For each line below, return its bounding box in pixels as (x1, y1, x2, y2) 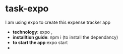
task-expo (5, 3, 49, 14)
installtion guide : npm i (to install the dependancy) (12, 34, 118, 40)
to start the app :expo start (12, 39, 68, 45)
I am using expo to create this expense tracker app (5, 19, 111, 25)
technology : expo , (12, 29, 53, 35)
